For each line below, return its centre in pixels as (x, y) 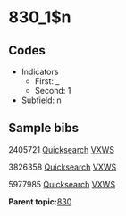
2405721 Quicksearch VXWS (62, 149)
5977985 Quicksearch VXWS (62, 184)
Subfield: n (41, 100)
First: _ (47, 81)
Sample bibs (44, 128)
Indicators (40, 71)
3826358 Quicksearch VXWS (63, 167)
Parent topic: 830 (40, 201)
